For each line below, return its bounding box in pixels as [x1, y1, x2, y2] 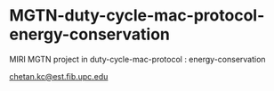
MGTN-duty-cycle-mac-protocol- [9, 5, 265, 26]
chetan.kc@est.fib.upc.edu [9, 70, 109, 81]
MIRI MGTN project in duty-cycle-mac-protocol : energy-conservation [9, 54, 266, 64]
